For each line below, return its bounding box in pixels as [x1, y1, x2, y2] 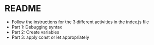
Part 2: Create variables [11, 29, 59, 35]
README [4, 3, 41, 14]
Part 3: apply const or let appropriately [11, 34, 90, 40]
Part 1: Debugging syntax [11, 24, 62, 30]
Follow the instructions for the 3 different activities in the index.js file [11, 19, 149, 25]
